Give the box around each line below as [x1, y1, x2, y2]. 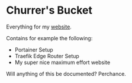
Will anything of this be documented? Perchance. [6, 70, 126, 77]
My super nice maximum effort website [14, 59, 111, 66]
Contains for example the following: [6, 34, 93, 41]
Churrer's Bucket [6, 4, 93, 17]
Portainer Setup [14, 46, 53, 53]
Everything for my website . [6, 23, 72, 30]
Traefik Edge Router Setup [14, 52, 80, 59]
